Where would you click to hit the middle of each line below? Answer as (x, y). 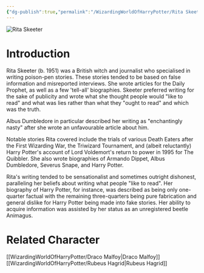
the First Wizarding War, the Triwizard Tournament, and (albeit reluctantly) (99, 146)
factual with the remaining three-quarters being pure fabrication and (112, 196)
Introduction (38, 54)
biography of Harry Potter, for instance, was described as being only (92, 189)
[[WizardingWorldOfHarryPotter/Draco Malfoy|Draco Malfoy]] (83, 257)
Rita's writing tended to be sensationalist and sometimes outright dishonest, (101, 177)
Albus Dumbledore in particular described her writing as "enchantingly (94, 121)
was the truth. (24, 109)
